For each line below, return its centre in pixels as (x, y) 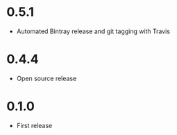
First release (34, 125)
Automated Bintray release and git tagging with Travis (93, 31)
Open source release (47, 78)
